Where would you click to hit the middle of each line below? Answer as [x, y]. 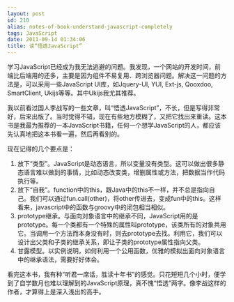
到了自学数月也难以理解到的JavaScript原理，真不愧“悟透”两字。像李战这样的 [117, 283]
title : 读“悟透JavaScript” [45, 46]
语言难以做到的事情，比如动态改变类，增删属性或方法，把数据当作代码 [124, 172]
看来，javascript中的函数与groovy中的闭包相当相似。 [93, 207]
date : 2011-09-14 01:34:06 [46, 40]
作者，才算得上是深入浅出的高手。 [56, 292]
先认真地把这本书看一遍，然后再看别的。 [65, 134]
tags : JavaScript [32, 33]
